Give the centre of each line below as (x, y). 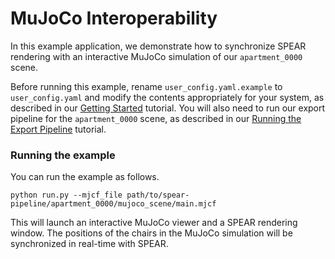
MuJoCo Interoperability (114, 18)
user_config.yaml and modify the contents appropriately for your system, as (167, 97)
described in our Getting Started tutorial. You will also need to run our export (168, 108)
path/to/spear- (158, 195)
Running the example (63, 155)
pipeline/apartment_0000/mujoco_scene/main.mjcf (113, 204)
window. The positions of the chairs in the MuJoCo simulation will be (151, 233)
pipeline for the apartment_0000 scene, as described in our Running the (156, 118)
